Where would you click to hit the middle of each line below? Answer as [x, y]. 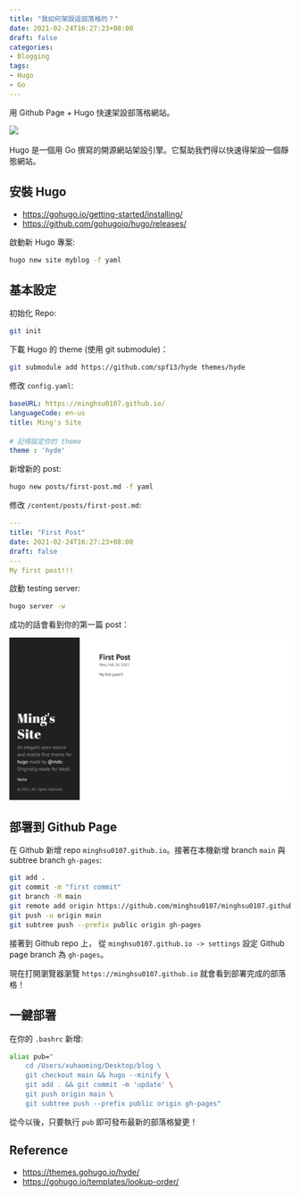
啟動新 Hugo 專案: [42, 242]
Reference [39, 1151]
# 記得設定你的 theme [46, 441]
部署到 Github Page [63, 828]
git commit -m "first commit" [66, 887]
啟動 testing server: [45, 589]
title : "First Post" [48, 532]
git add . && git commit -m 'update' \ [100, 1085]
